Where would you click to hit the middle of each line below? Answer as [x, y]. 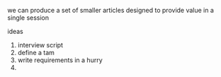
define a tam [36, 53]
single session [28, 18]
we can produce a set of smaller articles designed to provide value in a [111, 10]
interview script [40, 45]
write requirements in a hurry [60, 60]
